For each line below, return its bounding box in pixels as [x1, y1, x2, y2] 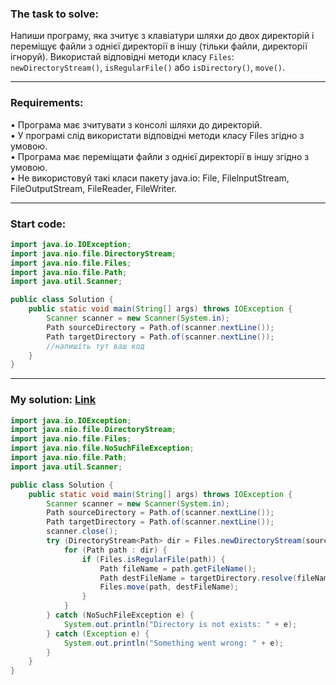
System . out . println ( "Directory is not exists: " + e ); [63, 619, 298, 629]
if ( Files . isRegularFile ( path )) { [81, 554, 226, 564]
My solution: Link [10, 393, 97, 407]
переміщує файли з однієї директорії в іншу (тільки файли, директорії [10, 40, 308, 52]
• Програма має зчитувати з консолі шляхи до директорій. [10, 118, 263, 131]
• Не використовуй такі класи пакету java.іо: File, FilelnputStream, [10, 172, 290, 184]
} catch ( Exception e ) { [46, 628, 150, 639]
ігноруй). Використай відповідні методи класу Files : [10, 51, 235, 63]
